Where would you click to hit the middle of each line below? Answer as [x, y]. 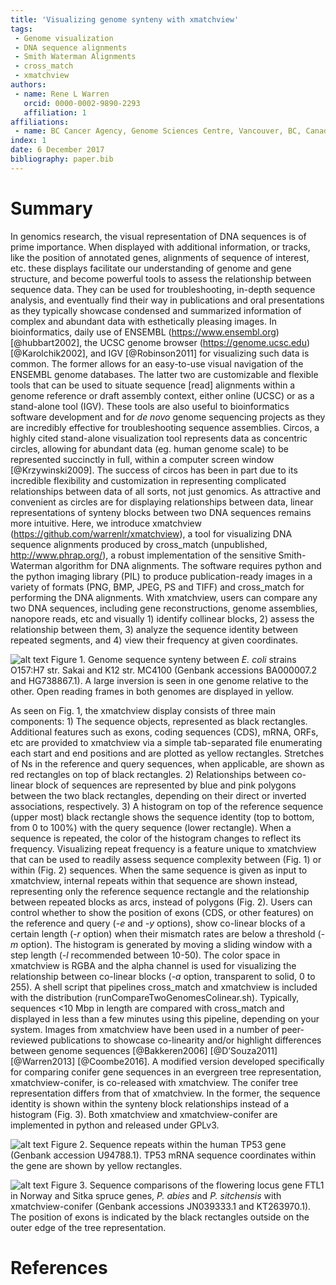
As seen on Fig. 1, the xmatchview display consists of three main [143, 710]
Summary [51, 208]
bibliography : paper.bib [62, 159]
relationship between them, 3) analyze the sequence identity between [154, 629]
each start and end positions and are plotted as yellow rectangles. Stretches [167, 753]
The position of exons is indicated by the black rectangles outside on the [160, 1217]
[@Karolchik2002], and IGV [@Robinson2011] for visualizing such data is [160, 353]
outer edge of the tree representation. [88, 1227]
